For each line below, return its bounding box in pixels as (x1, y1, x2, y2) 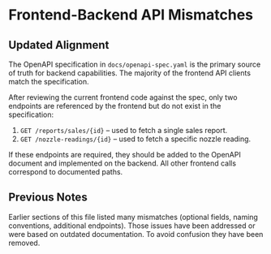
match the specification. (8, 77, 89, 86)
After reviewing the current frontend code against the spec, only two (8, 93, 238, 102)
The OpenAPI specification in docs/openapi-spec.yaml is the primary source (8, 59, 261, 69)
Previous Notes (8, 191, 88, 204)
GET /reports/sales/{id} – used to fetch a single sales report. (19, 126, 228, 135)
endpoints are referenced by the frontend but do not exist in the (8, 101, 222, 110)
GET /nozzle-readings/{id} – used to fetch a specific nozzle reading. (19, 134, 252, 144)
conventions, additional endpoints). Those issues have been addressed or (8, 221, 256, 230)
